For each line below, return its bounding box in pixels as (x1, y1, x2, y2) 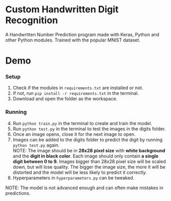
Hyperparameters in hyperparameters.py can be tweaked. (12, 174, 135, 180)
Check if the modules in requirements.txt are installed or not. (12, 85, 143, 91)
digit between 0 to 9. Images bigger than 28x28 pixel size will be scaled (12, 158, 166, 165)
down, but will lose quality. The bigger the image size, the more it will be (12, 164, 166, 170)
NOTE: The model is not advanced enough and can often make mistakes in (5, 185, 163, 191)
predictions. (5, 190, 31, 196)
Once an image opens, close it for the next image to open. (12, 131, 136, 137)
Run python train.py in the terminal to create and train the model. (12, 120, 153, 126)
